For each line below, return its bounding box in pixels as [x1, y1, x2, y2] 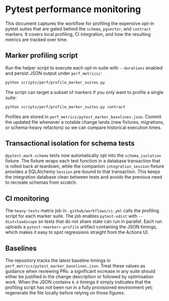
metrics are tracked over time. [5, 37, 68, 43]
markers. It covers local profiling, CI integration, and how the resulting [5, 31, 151, 37]
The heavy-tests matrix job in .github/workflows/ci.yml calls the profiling [5, 208, 159, 214]
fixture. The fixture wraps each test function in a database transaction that [5, 158, 160, 164]
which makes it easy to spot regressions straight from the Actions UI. [5, 229, 149, 236]
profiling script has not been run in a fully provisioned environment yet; [5, 284, 153, 290]
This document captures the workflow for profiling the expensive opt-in [5, 20, 154, 26]
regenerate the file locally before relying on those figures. [5, 289, 125, 295]
